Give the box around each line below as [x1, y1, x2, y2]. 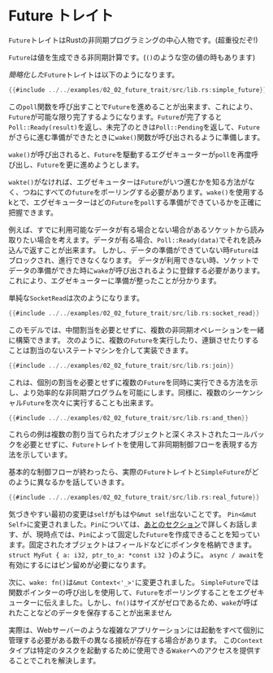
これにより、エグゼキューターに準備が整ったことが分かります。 [8, 275, 221, 285]
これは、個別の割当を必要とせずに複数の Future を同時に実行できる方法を [8, 377, 251, 387]
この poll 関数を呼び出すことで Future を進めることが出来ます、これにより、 [8, 102, 258, 111]
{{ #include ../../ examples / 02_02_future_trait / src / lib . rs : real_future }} [8, 493, 260, 502]
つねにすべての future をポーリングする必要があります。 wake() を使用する [22, 187, 265, 197]
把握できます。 [8, 208, 58, 217]
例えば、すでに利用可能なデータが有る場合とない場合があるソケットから [8, 225, 250, 234]
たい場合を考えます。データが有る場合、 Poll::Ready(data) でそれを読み [22, 234, 262, 244]
